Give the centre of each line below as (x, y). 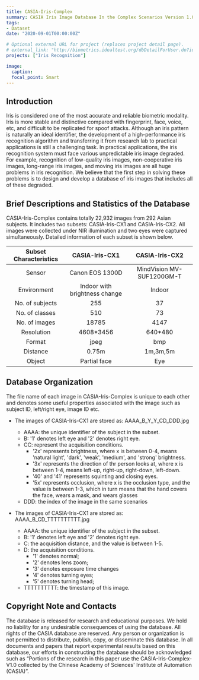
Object (36, 361)
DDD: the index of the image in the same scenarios (86, 501)
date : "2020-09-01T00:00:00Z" (44, 34)
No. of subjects (36, 303)
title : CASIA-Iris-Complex (39, 12)
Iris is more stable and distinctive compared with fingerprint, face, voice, (94, 122)
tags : (13, 23)
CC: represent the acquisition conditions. (73, 445)
